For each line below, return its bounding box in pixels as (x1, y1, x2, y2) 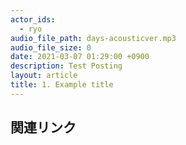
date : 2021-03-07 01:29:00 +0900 (10, 52, 150, 62)
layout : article (10, 71, 78, 81)
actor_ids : (10, 14, 56, 25)
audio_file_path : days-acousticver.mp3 (10, 33, 177, 43)
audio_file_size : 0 (10, 42, 92, 53)
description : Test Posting (10, 61, 123, 71)
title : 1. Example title (10, 80, 114, 90)
